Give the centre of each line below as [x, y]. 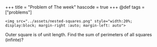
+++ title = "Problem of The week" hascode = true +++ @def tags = [75, 7]
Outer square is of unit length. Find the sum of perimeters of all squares [78, 35]
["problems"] [19, 12]
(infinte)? [14, 40]
